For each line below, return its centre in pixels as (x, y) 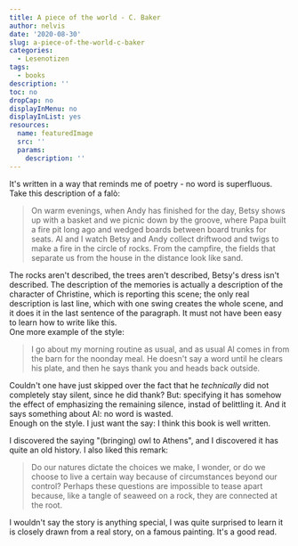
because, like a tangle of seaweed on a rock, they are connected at (154, 495)
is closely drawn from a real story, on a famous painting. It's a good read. (143, 532)
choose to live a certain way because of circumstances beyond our (154, 477)
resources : (29, 126)
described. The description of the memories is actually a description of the (146, 284)
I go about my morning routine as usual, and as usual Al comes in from (160, 349)
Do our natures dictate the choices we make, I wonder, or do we (148, 467)
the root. (47, 505)
